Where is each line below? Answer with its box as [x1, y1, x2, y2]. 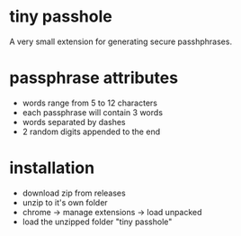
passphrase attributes [9, 68, 178, 88]
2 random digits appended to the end [22, 126, 160, 137]
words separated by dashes [22, 116, 126, 127]
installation [9, 158, 95, 178]
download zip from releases [22, 187, 126, 198]
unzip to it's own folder [22, 196, 108, 208]
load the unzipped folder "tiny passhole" [22, 216, 173, 227]
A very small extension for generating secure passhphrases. [9, 36, 232, 47]
